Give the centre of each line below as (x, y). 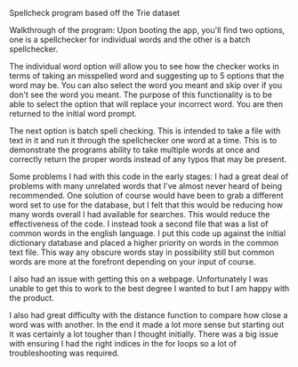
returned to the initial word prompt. (73, 114)
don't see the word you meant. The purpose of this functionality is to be (141, 94)
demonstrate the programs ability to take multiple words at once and (135, 150)
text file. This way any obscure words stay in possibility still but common (142, 252)
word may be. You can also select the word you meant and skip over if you (146, 85)
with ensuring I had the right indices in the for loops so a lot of (123, 343)
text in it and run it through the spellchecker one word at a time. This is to (143, 140)
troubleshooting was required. (64, 353)
